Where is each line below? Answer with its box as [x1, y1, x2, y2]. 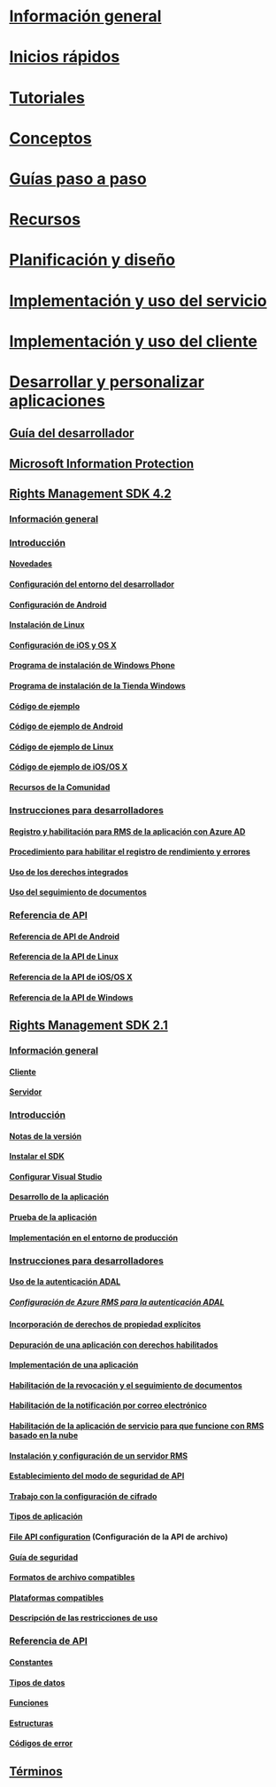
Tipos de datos [9, 1677, 65, 1688]
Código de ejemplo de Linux [9, 741, 114, 752]
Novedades [9, 558, 53, 569]
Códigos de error [9, 1738, 73, 1749]
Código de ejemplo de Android [9, 721, 124, 731]
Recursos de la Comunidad [9, 782, 111, 793]
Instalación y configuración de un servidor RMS [9, 1450, 188, 1461]
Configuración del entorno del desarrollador [9, 579, 175, 589]
